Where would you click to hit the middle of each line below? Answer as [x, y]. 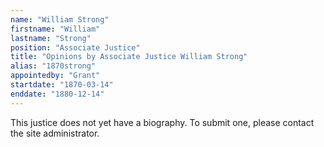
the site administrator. [55, 133]
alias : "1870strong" [53, 66]
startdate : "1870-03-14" [62, 85]
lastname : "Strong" [51, 38]
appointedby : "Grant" [55, 76]
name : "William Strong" [60, 19]
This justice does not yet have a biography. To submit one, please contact [162, 122]
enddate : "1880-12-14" [57, 94]
